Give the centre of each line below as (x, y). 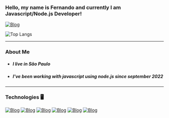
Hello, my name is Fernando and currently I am (63, 7)
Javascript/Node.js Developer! (44, 13)
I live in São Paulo (31, 63)
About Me (18, 52)
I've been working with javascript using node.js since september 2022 (88, 76)
